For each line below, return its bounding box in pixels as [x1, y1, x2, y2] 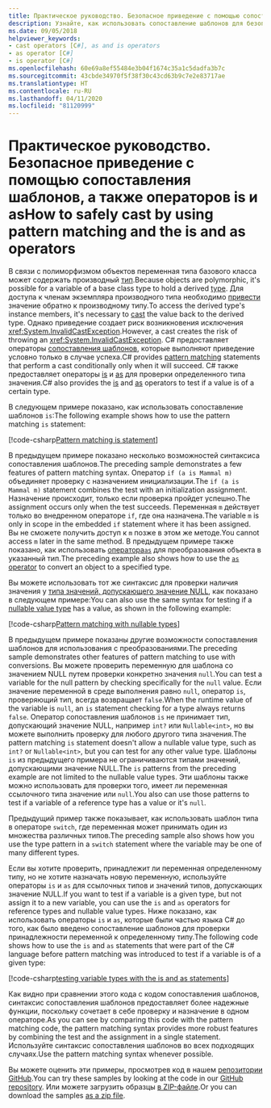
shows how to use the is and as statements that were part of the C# [8, 941, 235, 951]
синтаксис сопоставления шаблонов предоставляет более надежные [8, 998, 249, 1008]
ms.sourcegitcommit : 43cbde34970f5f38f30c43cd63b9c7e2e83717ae [8, 72, 226, 80]
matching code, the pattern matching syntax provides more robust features [8, 1023, 258, 1034]
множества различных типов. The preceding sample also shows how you [8, 831, 255, 841]
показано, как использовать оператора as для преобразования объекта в [8, 545, 262, 555]
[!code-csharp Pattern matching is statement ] [8, 435, 159, 445]
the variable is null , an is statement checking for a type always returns [8, 703, 246, 713]
